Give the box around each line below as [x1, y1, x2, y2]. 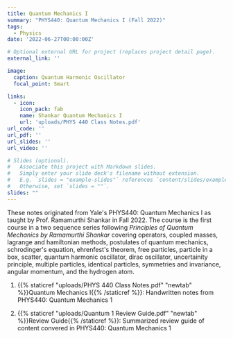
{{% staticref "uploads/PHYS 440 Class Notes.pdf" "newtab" [17, 280, 192, 289]
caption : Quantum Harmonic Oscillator [13, 74, 126, 81]
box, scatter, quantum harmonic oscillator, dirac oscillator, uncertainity [7, 253, 208, 261]
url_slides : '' [7, 138, 51, 145]
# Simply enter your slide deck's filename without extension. [7, 170, 200, 177]
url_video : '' [7, 144, 49, 151]
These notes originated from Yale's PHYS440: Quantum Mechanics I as [7, 208, 212, 217]
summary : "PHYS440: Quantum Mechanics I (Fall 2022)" [7, 17, 166, 24]
